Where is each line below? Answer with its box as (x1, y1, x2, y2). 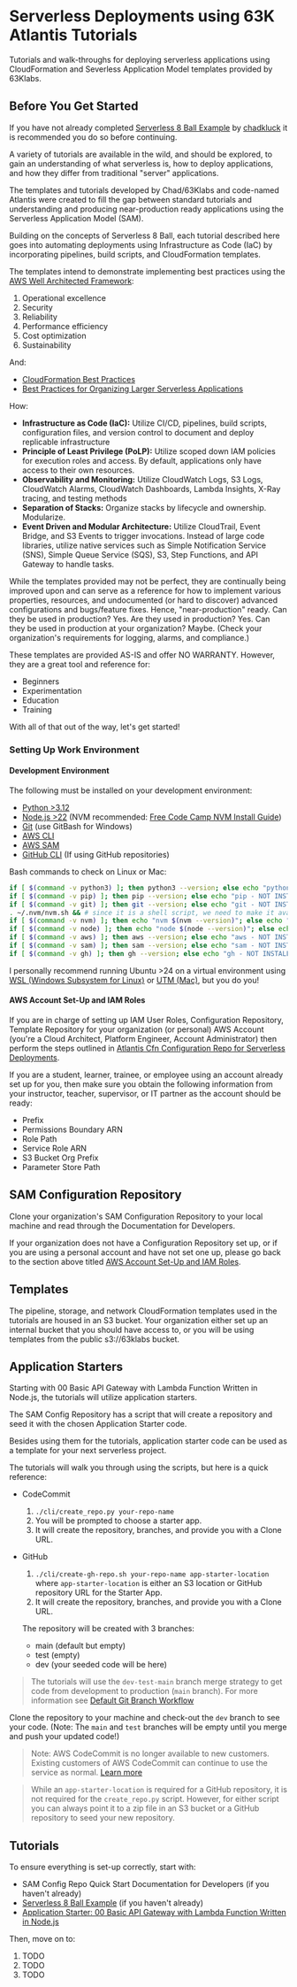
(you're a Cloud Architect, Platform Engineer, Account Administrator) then (9, 1033, 277, 1044)
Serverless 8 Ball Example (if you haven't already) (21, 1898, 204, 1908)
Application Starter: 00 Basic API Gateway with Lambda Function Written (21, 1907, 287, 1918)
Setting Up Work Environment (9, 743, 140, 756)
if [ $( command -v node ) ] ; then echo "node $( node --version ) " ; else (9, 925, 275, 934)
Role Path (21, 1133, 57, 1144)
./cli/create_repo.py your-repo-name (34, 1507, 175, 1517)
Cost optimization (21, 330, 87, 341)
